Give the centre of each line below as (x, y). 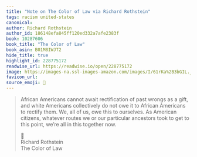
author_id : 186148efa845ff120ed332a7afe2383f (62, 34)
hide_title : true (27, 55)
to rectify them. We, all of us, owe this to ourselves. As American (98, 112)
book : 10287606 (25, 39)
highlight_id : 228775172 (36, 61)
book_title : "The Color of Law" (45, 45)
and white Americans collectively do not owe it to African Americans (103, 106)
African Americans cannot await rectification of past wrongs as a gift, (104, 99)
